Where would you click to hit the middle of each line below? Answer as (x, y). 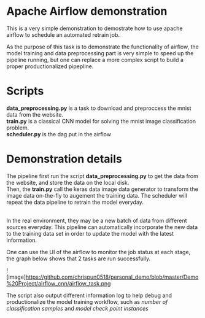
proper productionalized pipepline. (50, 66)
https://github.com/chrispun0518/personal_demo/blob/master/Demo (112, 277)
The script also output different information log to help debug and (89, 295)
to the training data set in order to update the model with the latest (90, 233)
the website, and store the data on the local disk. (68, 182)
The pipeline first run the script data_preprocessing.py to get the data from (102, 176)
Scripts (25, 91)
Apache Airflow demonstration (87, 11)
